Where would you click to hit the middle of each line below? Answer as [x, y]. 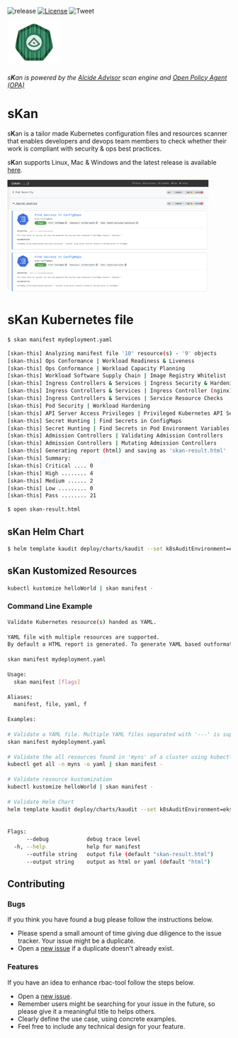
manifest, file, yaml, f [50, 704]
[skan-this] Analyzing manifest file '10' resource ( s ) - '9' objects [112, 353]
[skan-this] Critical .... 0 [50, 465]
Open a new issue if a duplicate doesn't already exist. [96, 948]
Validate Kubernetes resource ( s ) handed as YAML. [82, 622]
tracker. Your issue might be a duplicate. [76, 941]
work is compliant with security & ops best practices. [85, 148]
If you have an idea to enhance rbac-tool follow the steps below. [101, 982]
